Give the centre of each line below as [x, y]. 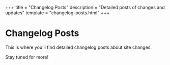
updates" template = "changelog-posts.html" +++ [58, 13]
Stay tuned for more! [27, 57]
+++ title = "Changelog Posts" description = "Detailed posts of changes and [85, 7]
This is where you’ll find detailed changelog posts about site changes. [78, 47]
